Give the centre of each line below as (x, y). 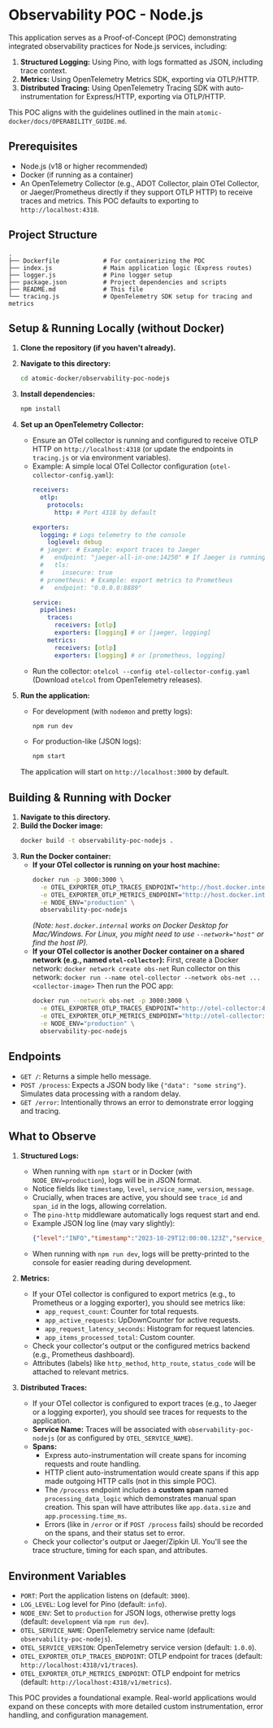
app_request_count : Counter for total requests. (121, 1311)
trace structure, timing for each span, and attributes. (120, 1551)
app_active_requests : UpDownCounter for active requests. (143, 1320)
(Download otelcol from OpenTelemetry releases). (117, 679)
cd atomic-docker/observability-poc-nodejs (95, 379)
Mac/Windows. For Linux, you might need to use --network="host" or (148, 934)
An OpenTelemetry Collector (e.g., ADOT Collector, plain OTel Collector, (140, 183)
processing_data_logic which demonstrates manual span (140, 1499)
